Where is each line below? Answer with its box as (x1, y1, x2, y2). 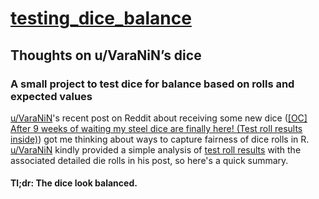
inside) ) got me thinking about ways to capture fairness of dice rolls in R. (10, 133, 310, 145)
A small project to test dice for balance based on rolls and (10, 77, 295, 91)
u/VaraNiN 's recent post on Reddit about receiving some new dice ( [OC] (10, 112, 308, 124)
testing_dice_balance (10, 7, 192, 30)
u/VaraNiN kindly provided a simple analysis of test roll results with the (10, 143, 302, 156)
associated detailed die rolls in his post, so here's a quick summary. (10, 154, 289, 166)
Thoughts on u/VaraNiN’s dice (10, 47, 202, 64)
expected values (10, 89, 93, 103)
